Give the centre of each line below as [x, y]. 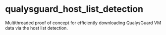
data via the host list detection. [37, 28]
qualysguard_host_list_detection [74, 9]
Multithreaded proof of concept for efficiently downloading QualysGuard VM [83, 23]
